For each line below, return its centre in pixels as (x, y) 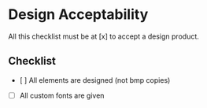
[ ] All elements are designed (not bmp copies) (95, 80)
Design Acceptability (78, 15)
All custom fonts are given (62, 95)
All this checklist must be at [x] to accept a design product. (103, 36)
